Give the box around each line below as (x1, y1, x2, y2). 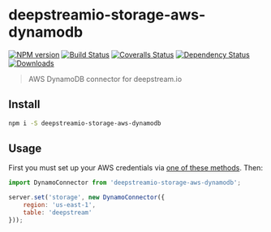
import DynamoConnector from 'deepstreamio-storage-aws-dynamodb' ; (8, 178, 242, 187)
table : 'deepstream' (23, 208, 92, 217)
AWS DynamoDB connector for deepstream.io (28, 74, 183, 84)
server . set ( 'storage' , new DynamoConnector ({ (8, 193, 165, 202)
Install (8, 97, 41, 111)
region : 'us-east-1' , (23, 201, 96, 209)
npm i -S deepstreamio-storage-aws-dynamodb (8, 119, 161, 127)
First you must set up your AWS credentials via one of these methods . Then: (8, 163, 264, 173)
